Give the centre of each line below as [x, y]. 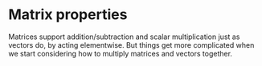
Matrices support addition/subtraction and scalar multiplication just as [124, 37]
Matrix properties [68, 15]
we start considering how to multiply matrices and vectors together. [121, 53]
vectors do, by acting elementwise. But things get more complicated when [131, 45]
